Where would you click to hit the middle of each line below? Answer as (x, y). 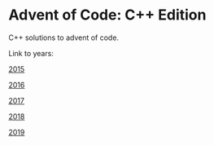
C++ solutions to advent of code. (64, 37)
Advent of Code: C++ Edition (107, 15)
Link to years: (31, 53)
